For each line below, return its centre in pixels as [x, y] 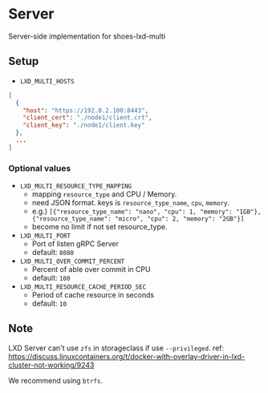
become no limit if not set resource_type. [99, 227]
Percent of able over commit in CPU [91, 269]
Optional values [40, 168]
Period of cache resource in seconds [93, 295]
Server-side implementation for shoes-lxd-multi [87, 36]
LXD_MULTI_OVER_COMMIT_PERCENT [72, 261]
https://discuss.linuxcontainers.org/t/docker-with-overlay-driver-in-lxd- [127, 356]
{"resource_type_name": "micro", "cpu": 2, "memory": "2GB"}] [138, 219]
